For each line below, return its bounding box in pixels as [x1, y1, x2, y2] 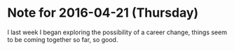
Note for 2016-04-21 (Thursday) [7, 5, 199, 21]
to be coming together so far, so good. [7, 35, 118, 43]
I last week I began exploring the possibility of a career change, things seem [7, 28, 228, 36]
